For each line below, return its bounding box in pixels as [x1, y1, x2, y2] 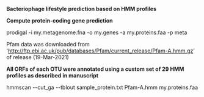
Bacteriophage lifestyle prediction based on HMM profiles [6, 5, 157, 12]
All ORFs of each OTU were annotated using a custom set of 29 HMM [6, 65, 184, 73]
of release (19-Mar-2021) [6, 54, 69, 60]
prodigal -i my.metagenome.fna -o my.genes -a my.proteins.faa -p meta [6, 29, 188, 36]
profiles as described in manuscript [6, 72, 99, 79]
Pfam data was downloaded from [6, 41, 90, 48]
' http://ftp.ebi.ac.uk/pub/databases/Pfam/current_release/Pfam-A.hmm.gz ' [6, 47, 195, 54]
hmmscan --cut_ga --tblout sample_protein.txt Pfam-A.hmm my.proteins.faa [6, 84, 199, 91]
